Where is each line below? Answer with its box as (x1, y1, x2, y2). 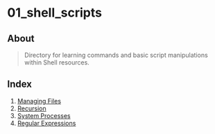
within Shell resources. (24, 58, 90, 67)
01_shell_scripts (7, 5, 103, 21)
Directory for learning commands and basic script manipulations (24, 51, 208, 59)
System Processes (17, 111, 71, 119)
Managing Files (17, 97, 61, 105)
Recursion (17, 104, 46, 112)
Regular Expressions (17, 119, 76, 127)
